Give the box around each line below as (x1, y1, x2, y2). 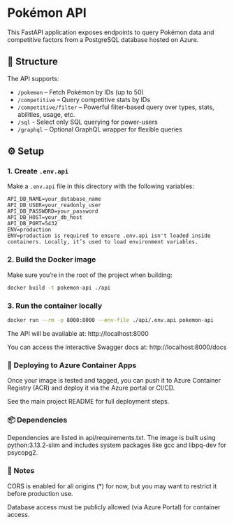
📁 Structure (7, 56, 58, 68)
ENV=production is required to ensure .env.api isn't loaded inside (7, 232, 211, 239)
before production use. (7, 489, 73, 497)
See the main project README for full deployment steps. (7, 397, 170, 406)
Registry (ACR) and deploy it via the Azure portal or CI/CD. (7, 383, 175, 392)
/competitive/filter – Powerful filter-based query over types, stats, (17, 103, 214, 111)
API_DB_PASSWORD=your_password (7, 208, 98, 215)
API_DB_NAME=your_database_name (7, 196, 101, 203)
